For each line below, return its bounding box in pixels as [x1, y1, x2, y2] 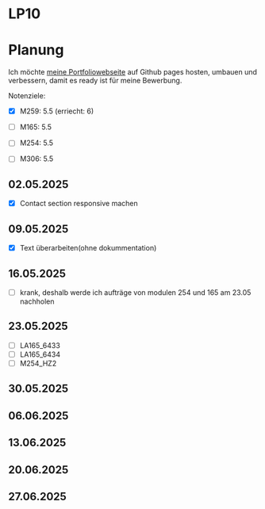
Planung [8, 41, 64, 59]
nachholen [19, 297, 55, 306]
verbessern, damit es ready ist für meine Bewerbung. [8, 76, 182, 86]
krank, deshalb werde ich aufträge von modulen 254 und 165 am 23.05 [19, 287, 252, 297]
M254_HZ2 [19, 358, 57, 368]
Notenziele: [8, 91, 46, 101]
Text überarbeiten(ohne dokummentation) [19, 243, 157, 253]
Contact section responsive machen [19, 199, 138, 209]
